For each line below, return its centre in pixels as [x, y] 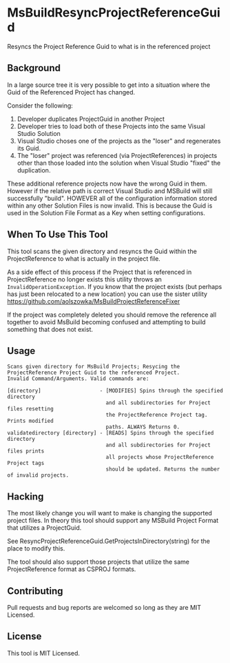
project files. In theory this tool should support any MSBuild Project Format [113, 521]
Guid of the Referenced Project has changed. [71, 92]
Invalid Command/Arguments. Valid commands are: [78, 379]
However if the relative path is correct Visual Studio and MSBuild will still [110, 190]
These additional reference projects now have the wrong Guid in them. [107, 184]
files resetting [30, 409]
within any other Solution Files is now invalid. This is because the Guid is [110, 206]
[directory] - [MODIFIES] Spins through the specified [115, 391]
